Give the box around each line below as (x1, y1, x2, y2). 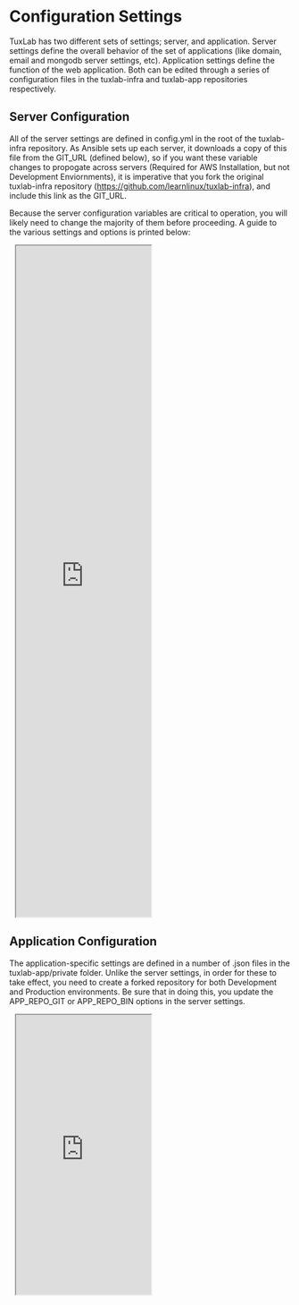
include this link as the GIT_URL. (9, 190, 128, 200)
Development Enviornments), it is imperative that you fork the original (9, 171, 265, 182)
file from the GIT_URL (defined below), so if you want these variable (9, 152, 258, 163)
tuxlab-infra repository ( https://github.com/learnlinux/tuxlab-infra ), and (9, 181, 270, 192)
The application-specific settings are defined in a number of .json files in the (9, 958, 290, 968)
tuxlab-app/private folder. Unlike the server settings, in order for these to (9, 967, 277, 977)
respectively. (9, 83, 56, 94)
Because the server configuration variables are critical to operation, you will (9, 208, 288, 218)
